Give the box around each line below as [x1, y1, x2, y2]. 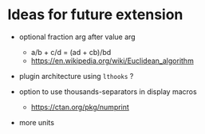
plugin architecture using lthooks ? [18, 71, 134, 81]
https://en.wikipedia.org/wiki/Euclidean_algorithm [30, 56, 195, 65]
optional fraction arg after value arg [18, 32, 136, 41]
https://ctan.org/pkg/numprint [30, 102, 129, 112]
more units [18, 117, 55, 127]
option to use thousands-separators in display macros [18, 86, 197, 97]
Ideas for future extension [7, 6, 183, 24]
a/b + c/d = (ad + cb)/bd [30, 47, 112, 57]
